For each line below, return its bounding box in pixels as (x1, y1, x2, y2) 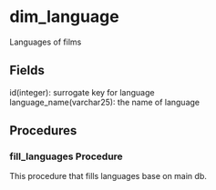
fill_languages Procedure (9, 150, 123, 163)
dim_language (9, 6, 120, 27)
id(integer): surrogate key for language (9, 86, 155, 97)
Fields (9, 63, 46, 78)
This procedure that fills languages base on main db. (9, 171, 207, 182)
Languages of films (9, 36, 82, 47)
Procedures (9, 123, 77, 138)
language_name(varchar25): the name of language (9, 96, 201, 107)
